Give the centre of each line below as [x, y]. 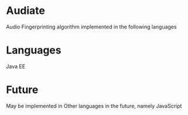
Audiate [26, 11]
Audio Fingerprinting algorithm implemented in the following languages [91, 27]
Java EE [16, 66]
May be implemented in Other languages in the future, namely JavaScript [94, 106]
